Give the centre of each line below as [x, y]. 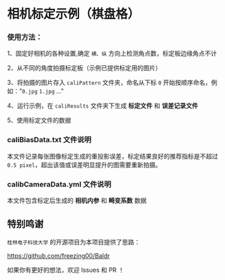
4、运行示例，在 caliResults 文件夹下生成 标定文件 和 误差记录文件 [103, 106]
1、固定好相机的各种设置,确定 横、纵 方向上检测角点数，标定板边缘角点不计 [112, 54]
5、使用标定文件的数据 [39, 120]
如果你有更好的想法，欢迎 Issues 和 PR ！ [66, 270]
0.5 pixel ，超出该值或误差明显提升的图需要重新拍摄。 [84, 165]
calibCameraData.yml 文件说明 [59, 184]
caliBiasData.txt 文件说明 [49, 140]
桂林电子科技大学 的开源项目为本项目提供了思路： [74, 242]
